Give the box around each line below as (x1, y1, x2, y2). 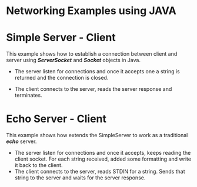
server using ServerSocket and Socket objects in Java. (6, 57, 141, 64)
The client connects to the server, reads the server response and (14, 86, 172, 93)
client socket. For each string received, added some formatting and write (14, 155, 192, 162)
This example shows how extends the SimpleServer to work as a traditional (6, 132, 188, 139)
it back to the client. (14, 162, 63, 169)
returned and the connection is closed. (14, 74, 109, 81)
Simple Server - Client (6, 31, 116, 45)
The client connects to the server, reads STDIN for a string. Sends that (14, 168, 185, 175)
